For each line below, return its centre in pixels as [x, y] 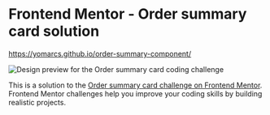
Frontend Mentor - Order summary [128, 14]
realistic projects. [37, 102]
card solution [54, 31]
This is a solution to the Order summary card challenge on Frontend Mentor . [135, 85]
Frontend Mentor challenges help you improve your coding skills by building [135, 93]
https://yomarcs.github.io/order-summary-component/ [100, 53]
